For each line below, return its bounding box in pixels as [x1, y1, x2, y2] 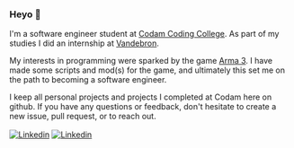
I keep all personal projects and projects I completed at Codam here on [9, 91, 272, 102]
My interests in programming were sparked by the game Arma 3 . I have [9, 56, 272, 66]
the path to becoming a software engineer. [9, 74, 167, 85]
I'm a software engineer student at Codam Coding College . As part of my [9, 29, 280, 39]
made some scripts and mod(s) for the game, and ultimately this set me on [9, 65, 286, 75]
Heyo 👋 [9, 8, 41, 21]
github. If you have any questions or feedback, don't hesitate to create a [9, 101, 277, 112]
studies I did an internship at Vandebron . [9, 38, 160, 48]
